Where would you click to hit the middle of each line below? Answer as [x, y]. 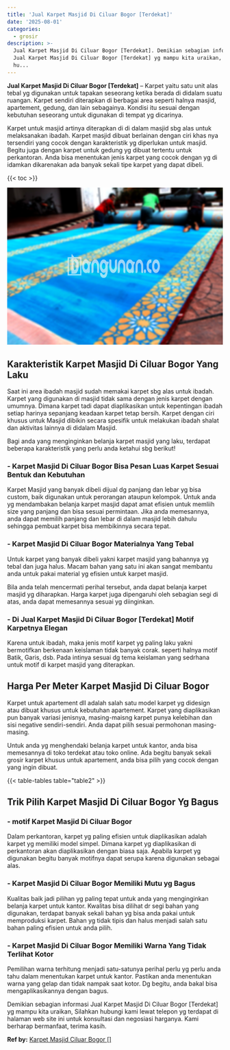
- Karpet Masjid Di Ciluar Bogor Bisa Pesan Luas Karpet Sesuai [113, 466]
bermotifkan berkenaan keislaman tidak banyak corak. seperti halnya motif [112, 650]
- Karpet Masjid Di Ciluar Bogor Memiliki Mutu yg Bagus [101, 884]
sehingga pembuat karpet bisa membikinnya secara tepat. [89, 526]
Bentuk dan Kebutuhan [46, 475]
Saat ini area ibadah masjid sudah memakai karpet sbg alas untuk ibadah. [111, 391]
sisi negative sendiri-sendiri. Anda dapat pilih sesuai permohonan [99, 724]
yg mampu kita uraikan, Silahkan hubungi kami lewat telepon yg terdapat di [113, 1012]
